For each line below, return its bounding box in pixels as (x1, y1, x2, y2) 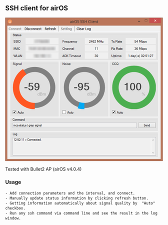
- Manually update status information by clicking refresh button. (5, 195, 149, 200)
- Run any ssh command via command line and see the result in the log (5, 210, 157, 215)
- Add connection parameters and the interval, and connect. (5, 190, 135, 195)
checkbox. (5, 205, 26, 210)
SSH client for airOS (5, 4, 68, 12)
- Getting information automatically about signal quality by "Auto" (5, 200, 155, 205)
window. (5, 215, 21, 220)
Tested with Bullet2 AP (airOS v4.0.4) (5, 166, 82, 172)
